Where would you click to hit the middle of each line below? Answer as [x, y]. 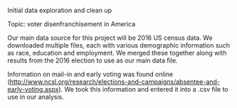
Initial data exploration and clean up [60, 10]
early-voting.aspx [33, 89]
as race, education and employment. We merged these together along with [117, 53]
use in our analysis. [36, 97]
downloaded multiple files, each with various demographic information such [118, 45]
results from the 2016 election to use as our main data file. [93, 60]
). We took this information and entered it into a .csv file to [143, 89]
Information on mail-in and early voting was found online [90, 74]
